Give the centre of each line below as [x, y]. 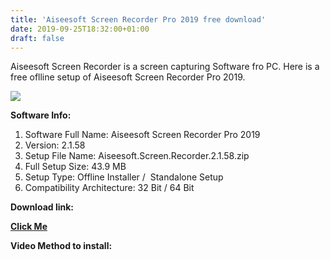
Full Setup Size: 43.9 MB [75, 167]
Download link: [42, 207]
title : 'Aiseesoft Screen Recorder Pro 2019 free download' [138, 19]
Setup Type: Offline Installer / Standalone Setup [124, 177]
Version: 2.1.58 [55, 145]
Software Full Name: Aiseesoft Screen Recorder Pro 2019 [142, 135]
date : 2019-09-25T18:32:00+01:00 [80, 29]
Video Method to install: [61, 246]
